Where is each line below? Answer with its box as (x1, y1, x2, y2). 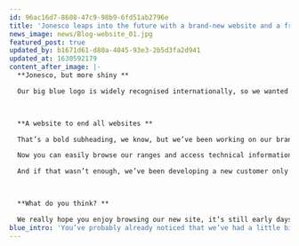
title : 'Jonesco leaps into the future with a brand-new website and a (9, 21, 280, 30)
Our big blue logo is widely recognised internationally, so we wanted (17, 86, 289, 96)
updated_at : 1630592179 (9, 54, 98, 63)
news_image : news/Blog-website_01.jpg (9, 29, 153, 38)
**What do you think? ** (17, 199, 109, 208)
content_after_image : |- (9, 63, 101, 72)
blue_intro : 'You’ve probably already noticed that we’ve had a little (9, 223, 280, 232)
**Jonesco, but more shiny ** (17, 71, 129, 80)
